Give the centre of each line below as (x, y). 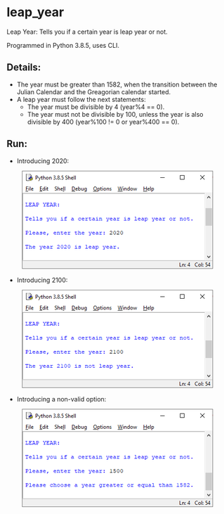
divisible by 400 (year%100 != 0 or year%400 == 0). (103, 122)
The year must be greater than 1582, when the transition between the (117, 84)
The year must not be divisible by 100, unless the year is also (115, 114)
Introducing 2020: (43, 161)
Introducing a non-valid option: (61, 399)
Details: (24, 68)
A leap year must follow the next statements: (81, 99)
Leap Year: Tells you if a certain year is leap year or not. (87, 32)
